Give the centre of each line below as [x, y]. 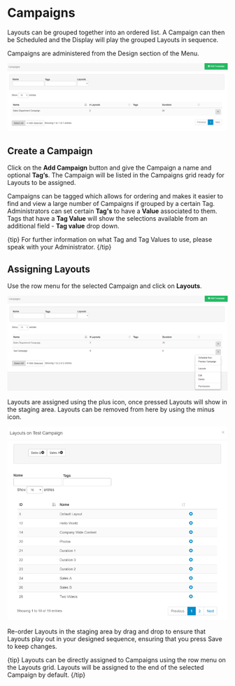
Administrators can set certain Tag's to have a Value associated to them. [113, 211]
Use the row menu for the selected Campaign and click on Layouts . [105, 286]
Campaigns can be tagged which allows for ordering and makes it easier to [115, 196]
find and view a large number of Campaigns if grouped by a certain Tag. [111, 204]
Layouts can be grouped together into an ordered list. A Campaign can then [116, 32]
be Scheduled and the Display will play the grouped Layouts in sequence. [113, 39]
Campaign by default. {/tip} [47, 675]
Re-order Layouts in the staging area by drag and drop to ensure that [107, 631]
